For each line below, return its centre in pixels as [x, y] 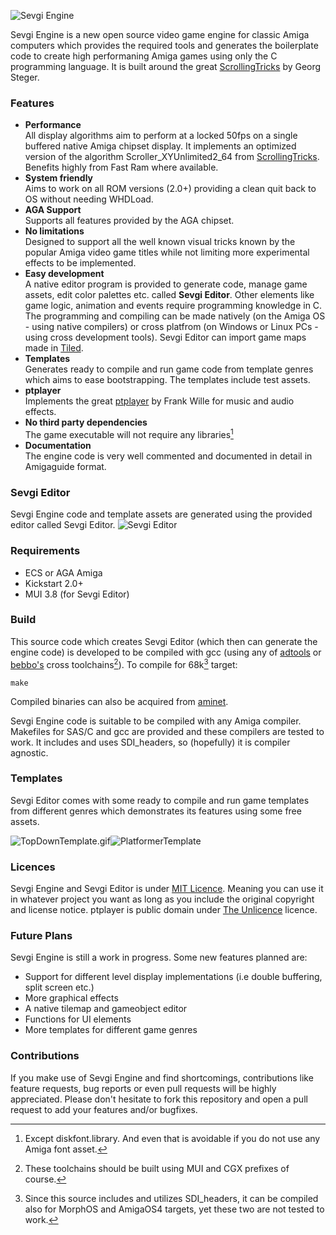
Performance [53, 125]
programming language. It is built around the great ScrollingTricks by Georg [166, 66]
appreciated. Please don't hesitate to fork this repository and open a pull [159, 1099]
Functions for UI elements [78, 1019]
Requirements [45, 551]
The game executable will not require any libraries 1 [129, 433]
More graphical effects [71, 998]
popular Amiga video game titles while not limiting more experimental [167, 252]
